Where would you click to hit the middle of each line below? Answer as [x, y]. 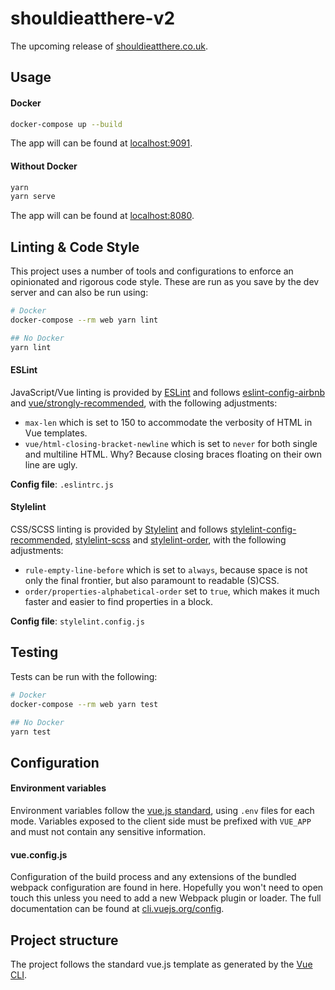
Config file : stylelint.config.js [77, 621]
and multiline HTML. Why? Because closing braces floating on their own [173, 454]
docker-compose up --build [66, 124]
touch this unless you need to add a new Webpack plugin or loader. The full [166, 898]
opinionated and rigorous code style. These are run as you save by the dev [165, 282]
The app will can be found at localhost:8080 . [102, 216]
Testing [34, 652]
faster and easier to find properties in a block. [119, 602]
